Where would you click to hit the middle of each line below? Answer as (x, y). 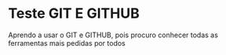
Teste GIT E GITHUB (74, 14)
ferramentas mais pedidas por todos (67, 43)
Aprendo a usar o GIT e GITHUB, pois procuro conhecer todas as (113, 35)
